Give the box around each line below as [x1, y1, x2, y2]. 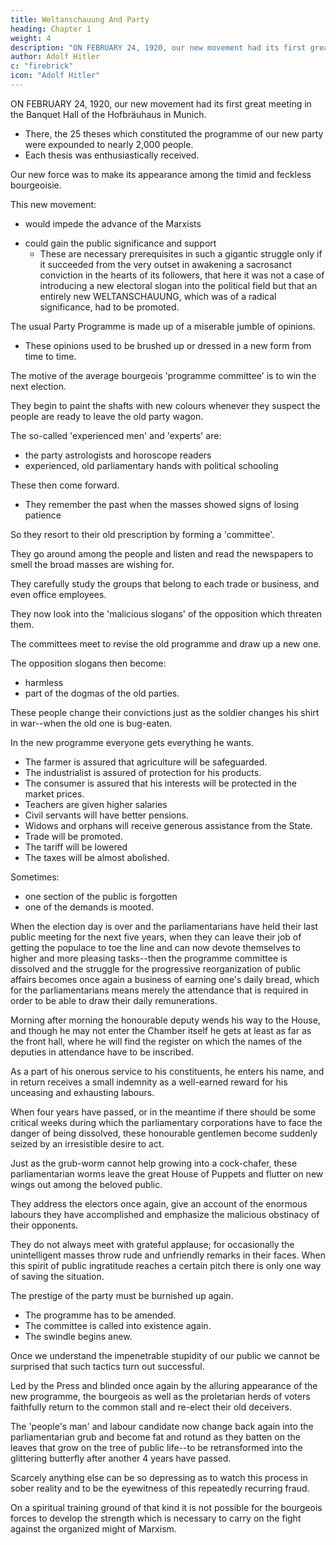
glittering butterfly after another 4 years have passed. [10, 1452, 232, 1464]
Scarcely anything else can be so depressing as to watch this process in [10, 1471, 308, 1483]
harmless [24, 676, 64, 688]
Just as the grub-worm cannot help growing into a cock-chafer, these [10, 1157, 298, 1169]
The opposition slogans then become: [10, 657, 167, 669]
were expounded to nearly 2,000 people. [24, 138, 194, 150]
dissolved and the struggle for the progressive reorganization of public [10, 962, 302, 975]
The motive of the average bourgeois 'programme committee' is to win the [10, 369, 317, 381]
